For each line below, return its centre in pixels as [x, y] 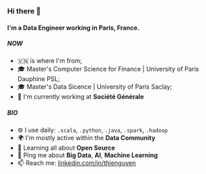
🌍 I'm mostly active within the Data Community [86, 138]
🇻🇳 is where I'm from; [49, 61]
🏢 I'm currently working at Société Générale [80, 97]
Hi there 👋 [24, 11]
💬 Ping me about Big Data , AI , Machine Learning [87, 155]
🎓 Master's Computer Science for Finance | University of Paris [108, 69]
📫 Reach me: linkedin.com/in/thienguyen [77, 163]
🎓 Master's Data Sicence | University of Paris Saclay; [95, 87]
